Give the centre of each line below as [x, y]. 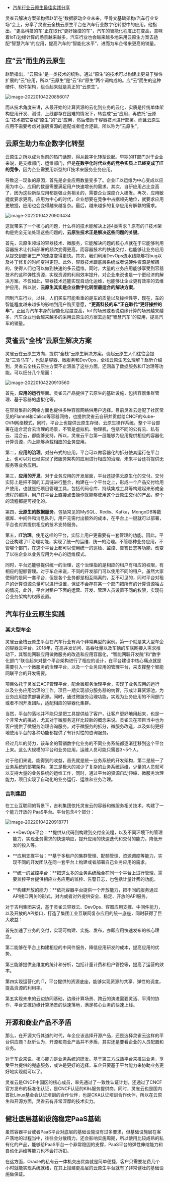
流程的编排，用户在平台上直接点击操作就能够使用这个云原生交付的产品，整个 [84, 495]
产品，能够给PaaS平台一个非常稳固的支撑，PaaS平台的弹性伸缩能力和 [91, 1145]
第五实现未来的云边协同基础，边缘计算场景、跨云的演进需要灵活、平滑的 [80, 999]
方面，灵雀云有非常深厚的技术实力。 [60, 1101]
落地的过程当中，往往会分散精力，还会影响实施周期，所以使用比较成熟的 [84, 1138]
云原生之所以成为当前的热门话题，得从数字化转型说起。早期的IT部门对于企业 [84, 157]
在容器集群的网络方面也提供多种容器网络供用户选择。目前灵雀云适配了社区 [82, 410]
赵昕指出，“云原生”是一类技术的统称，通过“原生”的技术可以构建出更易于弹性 [84, 74]
